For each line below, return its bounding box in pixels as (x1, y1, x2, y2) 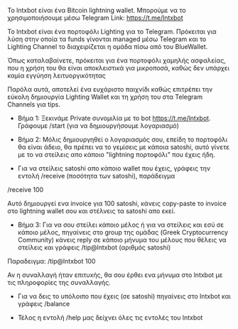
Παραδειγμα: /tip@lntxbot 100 (7, 257, 96, 265)
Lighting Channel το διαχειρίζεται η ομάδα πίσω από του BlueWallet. (7, 43, 208, 50)
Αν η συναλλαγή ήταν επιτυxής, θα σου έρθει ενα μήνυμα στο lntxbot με (7, 271, 223, 279)
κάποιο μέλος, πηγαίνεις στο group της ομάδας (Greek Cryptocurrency (17, 228, 229, 237)
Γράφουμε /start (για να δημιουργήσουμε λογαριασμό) (17, 122, 180, 130)
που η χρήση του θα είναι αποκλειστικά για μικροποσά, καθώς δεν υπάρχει (7, 64, 229, 72)
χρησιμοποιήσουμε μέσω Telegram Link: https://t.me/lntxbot (7, 14, 183, 22)
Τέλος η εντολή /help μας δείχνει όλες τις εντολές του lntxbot (17, 313, 203, 322)
